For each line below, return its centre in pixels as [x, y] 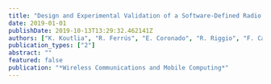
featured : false [35, 61]
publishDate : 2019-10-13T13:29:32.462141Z [81, 30]
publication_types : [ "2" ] [52, 46]
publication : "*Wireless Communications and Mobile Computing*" [119, 68]
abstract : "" [30, 53]
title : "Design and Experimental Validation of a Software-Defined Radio [135, 16]
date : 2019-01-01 [38, 23]
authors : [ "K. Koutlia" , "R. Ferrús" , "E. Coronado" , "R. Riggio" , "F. [131, 38]
